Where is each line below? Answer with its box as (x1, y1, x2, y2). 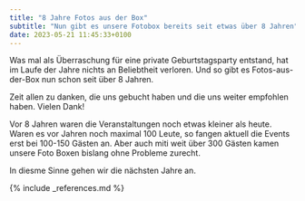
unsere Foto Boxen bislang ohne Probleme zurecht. (9, 148, 202, 158)
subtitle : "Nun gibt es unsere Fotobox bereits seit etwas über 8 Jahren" (9, 22, 299, 31)
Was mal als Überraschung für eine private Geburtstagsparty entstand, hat (9, 55, 289, 66)
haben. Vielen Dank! (9, 101, 85, 112)
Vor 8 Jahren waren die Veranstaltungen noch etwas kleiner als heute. (9, 119, 272, 129)
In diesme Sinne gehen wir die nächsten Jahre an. (9, 165, 197, 177)
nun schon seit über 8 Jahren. (41, 74, 154, 85)
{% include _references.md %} (9, 183, 125, 194)
